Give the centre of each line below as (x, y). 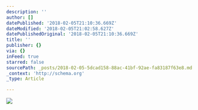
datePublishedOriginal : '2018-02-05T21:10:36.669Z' (72, 34)
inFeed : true (23, 57)
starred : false (25, 62)
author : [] (20, 17)
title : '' (19, 40)
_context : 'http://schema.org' (45, 73)
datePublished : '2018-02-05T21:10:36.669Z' (62, 23)
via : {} (16, 51)
